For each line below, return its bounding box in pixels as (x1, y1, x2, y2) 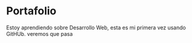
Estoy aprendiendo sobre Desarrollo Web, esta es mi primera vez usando (6, 24, 187, 31)
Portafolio (6, 4, 57, 18)
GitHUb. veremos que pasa (6, 30, 73, 37)
